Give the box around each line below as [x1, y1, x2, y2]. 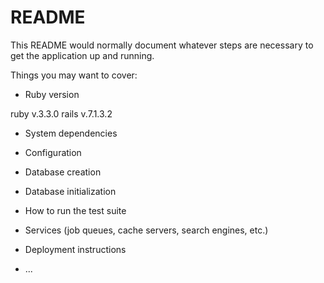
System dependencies [24, 127, 118, 139]
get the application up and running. [10, 49, 155, 61]
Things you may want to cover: [10, 69, 138, 81]
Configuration [24, 146, 82, 158]
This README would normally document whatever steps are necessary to [10, 39, 314, 51]
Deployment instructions [24, 243, 127, 255]
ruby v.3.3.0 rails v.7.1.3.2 [10, 107, 113, 120]
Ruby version [24, 88, 80, 100]
